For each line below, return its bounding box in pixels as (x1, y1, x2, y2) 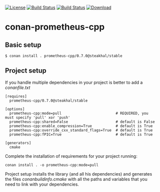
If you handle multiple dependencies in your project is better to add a (5, 79, 143, 85)
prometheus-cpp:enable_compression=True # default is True (9, 123, 153, 128)
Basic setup (5, 41, 42, 49)
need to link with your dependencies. (5, 181, 79, 187)
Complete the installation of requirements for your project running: (5, 153, 138, 159)
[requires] (5, 94, 27, 99)
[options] (5, 106, 25, 111)
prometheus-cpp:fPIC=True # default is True (9, 132, 153, 137)
